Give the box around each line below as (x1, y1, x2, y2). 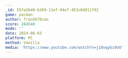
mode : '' (5, 26, 24, 31)
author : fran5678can (5, 17, 49, 22)
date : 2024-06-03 (5, 31, 42, 36)
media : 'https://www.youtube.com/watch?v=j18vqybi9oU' (5, 45, 124, 50)
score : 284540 (5, 21, 36, 27)
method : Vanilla (5, 40, 40, 45)
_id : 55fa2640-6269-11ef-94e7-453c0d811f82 (5, 7, 99, 13)
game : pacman (5, 12, 33, 17)
